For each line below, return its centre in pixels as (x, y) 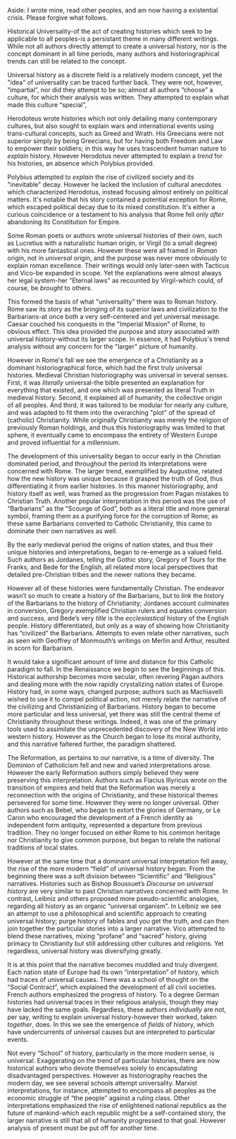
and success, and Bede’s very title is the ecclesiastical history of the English (118, 618)
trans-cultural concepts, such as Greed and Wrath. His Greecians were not (116, 133)
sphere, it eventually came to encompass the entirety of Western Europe (112, 435)
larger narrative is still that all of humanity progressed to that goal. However (117, 1120)
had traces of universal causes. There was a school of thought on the (108, 979)
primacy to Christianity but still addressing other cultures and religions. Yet (116, 944)
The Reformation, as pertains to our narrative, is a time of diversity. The (111, 758)
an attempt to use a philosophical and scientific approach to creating (107, 914)
